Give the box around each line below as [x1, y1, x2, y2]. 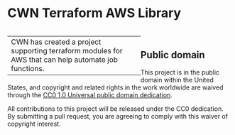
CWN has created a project [11, 37, 102, 47]
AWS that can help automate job [11, 55, 119, 65]
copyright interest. [7, 119, 62, 128]
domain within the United [141, 75, 214, 84]
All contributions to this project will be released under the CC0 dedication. [7, 104, 224, 113]
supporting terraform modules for [11, 45, 123, 55]
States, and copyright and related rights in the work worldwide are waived [7, 83, 224, 92]
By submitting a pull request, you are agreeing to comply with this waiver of [7, 112, 229, 120]
